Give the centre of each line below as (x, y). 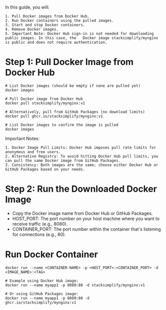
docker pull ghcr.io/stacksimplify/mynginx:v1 (54, 116)
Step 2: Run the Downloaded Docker (81, 189)
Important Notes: (22, 138)
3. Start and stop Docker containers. (45, 25)
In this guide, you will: (27, 7)
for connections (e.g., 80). (39, 234)
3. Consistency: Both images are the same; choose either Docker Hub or (82, 165)
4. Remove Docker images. (32, 29)
